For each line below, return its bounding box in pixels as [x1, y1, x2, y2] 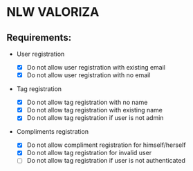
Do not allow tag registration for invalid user [26, 149, 152, 157]
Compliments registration [16, 128, 89, 136]
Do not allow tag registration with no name [26, 98, 148, 107]
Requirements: [6, 32, 72, 43]
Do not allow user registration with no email [26, 71, 151, 79]
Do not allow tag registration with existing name [26, 106, 163, 114]
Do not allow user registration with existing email [26, 63, 166, 71]
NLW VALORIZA [6, 4, 100, 20]
